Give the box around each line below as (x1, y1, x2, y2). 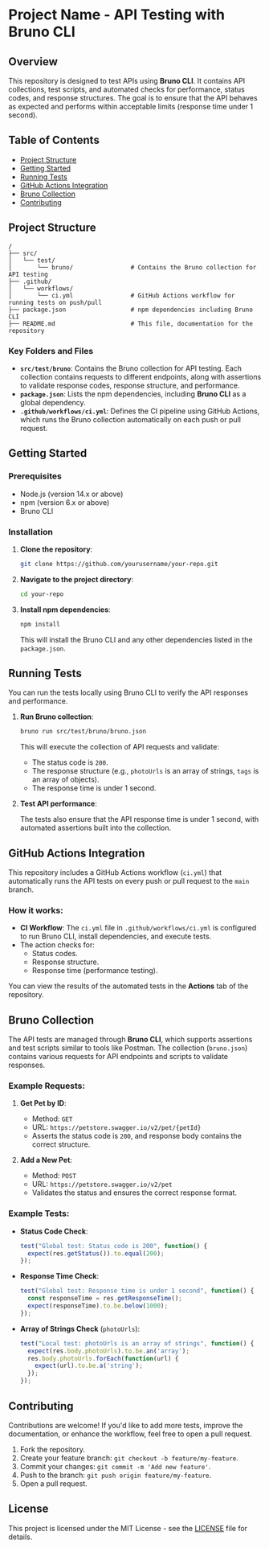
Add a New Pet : (19, 1156, 72, 1165)
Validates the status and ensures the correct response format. (31, 1188, 238, 1197)
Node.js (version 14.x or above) (19, 489, 124, 499)
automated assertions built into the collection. (19, 823, 172, 833)
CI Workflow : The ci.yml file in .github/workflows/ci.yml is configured (19, 923, 257, 933)
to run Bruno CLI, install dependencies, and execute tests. (19, 931, 212, 942)
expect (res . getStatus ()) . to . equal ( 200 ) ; (27, 1249, 165, 1258)
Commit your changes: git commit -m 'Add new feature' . (19, 1461, 211, 1471)
